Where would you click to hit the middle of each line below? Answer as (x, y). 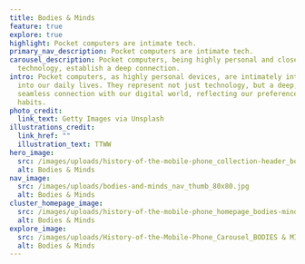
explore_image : (38, 229)
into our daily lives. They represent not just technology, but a (146, 85)
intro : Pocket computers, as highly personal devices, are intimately (146, 77)
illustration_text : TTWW (64, 144)
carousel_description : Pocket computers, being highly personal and (142, 60)
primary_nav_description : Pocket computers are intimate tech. (132, 52)
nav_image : (30, 178)
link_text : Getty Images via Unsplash (91, 119)
